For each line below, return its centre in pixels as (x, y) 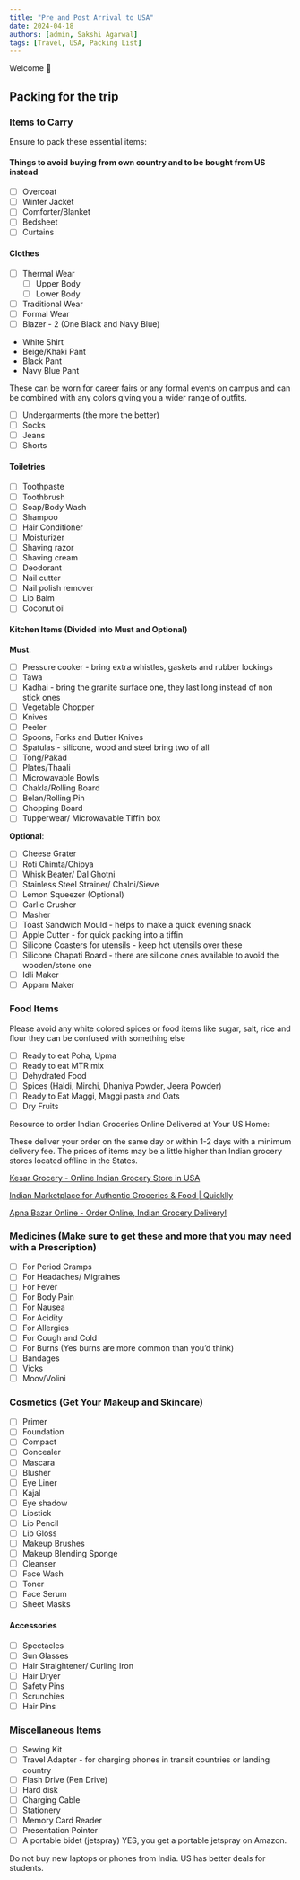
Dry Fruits (40, 1106)
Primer (34, 1422)
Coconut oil (43, 608)
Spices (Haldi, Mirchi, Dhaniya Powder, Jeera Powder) (122, 1086)
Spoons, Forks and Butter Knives (83, 737)
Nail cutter (41, 578)
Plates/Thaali (46, 768)
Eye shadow (45, 1503)
